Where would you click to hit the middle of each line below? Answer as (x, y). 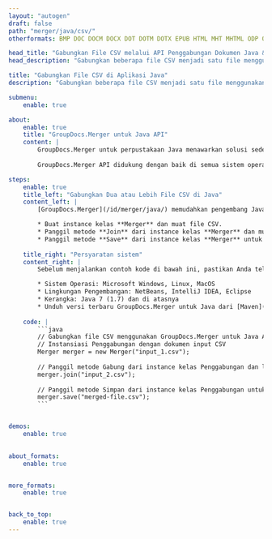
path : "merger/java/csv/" (52, 31)
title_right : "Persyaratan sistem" (83, 255)
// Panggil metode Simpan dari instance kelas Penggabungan (141, 390)
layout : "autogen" (39, 16)
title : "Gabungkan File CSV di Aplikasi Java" (88, 75)
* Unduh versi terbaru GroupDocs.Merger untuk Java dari (135, 306)
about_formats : (34, 456)
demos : (19, 426)
